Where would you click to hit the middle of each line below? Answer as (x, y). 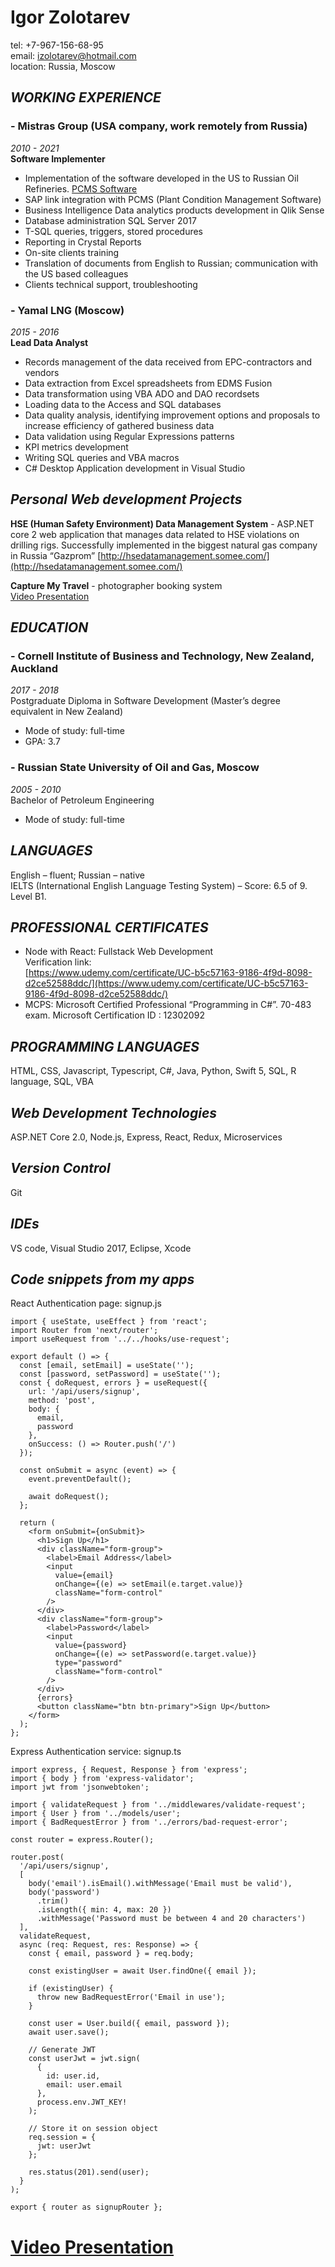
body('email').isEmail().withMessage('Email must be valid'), (160, 1884)
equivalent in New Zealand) (67, 712)
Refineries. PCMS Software (81, 188)
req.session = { (62, 2137)
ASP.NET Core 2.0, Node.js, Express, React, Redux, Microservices (146, 1137)
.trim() (53, 1901)
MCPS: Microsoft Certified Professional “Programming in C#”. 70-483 (168, 1005)
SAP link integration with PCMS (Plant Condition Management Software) (173, 199)
